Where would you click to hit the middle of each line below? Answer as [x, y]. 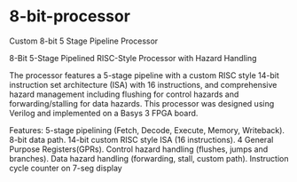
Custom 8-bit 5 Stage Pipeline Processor [84, 41]
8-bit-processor [70, 16]
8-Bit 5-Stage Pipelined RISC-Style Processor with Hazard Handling [133, 58]
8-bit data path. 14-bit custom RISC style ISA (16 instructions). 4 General [141, 139]
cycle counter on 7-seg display [66, 168]
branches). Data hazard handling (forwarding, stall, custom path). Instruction [149, 158]
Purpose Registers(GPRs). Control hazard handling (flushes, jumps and [139, 149]
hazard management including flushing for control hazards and [124, 94]
